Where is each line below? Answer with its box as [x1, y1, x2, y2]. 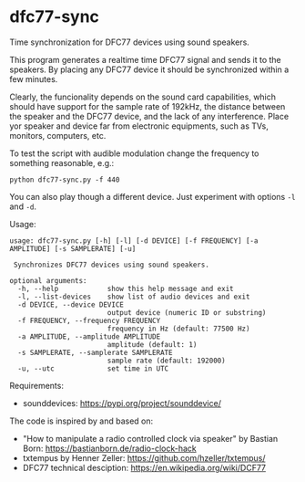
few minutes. [9, 73, 58, 84]
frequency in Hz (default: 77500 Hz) [107, 324, 250, 333]
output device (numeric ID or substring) [107, 308, 267, 317]
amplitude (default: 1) [107, 340, 198, 349]
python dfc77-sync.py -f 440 [9, 175, 120, 184]
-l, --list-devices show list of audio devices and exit [17, 292, 250, 301]
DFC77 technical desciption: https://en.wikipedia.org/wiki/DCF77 [22, 462, 267, 473]
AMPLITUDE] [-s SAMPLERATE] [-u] [9, 244, 137, 253]
